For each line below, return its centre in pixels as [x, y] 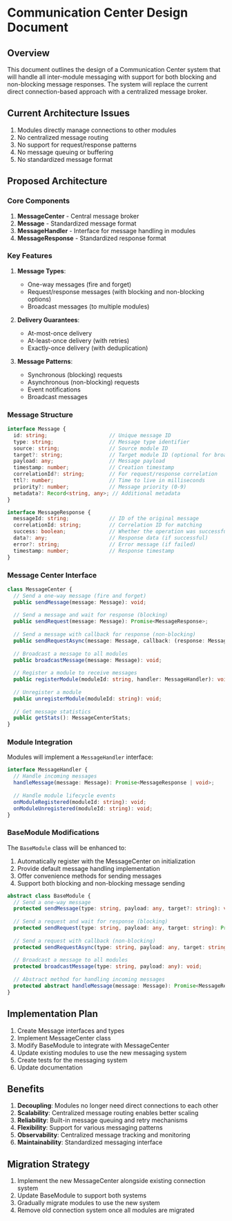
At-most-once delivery [59, 333]
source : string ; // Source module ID [91, 448]
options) [39, 299]
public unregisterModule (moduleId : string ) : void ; [88, 699]
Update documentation [50, 1067]
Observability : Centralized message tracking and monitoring [104, 1135]
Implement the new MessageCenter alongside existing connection [111, 1181]
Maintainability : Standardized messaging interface [90, 1142]
